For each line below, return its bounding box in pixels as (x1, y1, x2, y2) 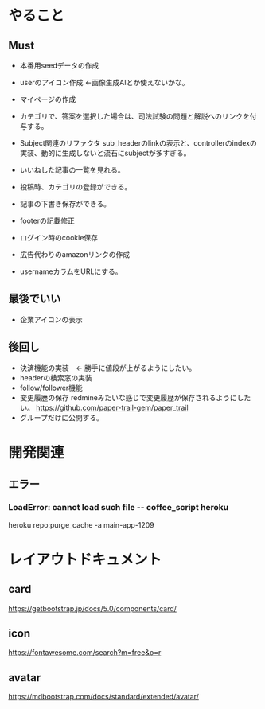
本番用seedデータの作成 (19, 60, 99, 70)
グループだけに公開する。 (19, 412, 103, 422)
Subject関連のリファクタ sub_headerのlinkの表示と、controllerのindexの (19, 138, 257, 147)
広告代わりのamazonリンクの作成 (19, 250, 130, 259)
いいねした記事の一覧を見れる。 (19, 166, 125, 174)
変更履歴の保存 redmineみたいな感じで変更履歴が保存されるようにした (19, 392, 251, 402)
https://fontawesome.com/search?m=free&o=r (8, 648, 162, 657)
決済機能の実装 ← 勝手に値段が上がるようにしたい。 (19, 363, 197, 372)
